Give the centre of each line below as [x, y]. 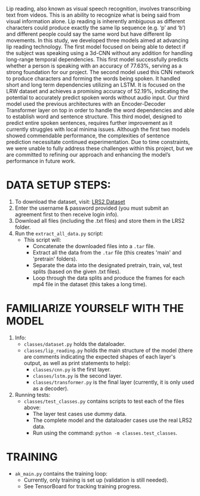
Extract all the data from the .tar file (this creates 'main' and [107, 252]
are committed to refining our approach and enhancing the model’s [88, 154]
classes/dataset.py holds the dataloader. [75, 344]
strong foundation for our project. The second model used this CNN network [100, 72]
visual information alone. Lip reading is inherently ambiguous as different [96, 21]
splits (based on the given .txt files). [77, 271]
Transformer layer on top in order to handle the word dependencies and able [100, 110]
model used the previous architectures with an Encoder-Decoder [86, 104]
